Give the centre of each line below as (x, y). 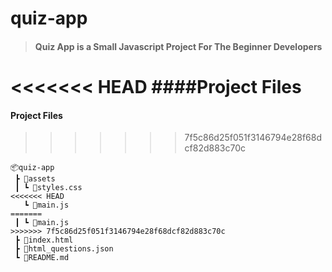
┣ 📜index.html (44, 240)
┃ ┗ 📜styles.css (48, 188)
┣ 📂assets (35, 179)
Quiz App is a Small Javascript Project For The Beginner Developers (178, 46)
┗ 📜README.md (42, 258)
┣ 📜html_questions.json (64, 249)
